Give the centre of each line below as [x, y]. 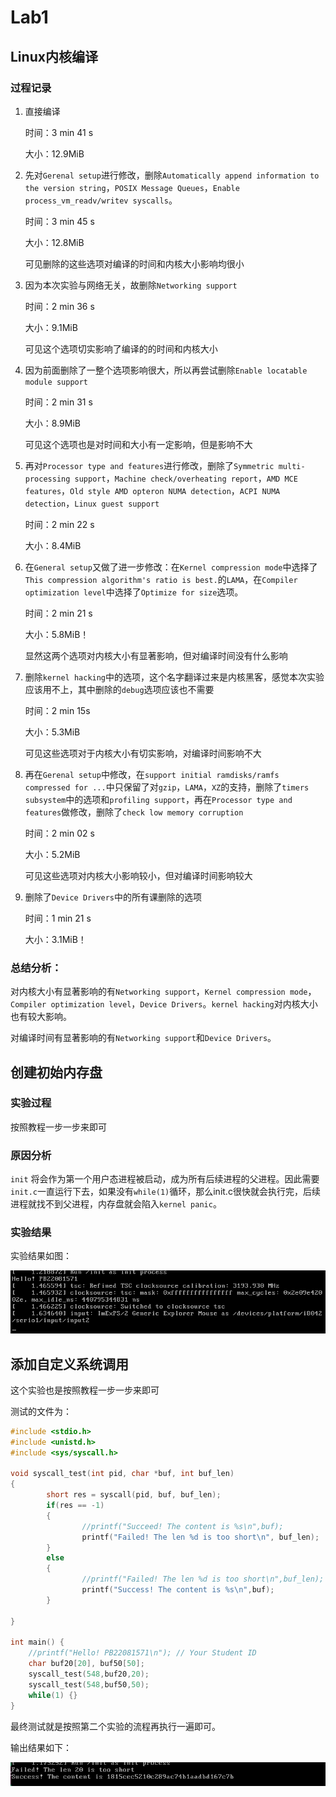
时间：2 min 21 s [58, 613]
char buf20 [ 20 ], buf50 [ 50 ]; [86, 1664]
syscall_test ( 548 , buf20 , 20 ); [89, 1674]
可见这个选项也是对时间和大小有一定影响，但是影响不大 [138, 444]
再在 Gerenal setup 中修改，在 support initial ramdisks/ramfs [152, 774]
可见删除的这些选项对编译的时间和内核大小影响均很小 [134, 263]
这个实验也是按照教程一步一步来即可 [85, 1390]
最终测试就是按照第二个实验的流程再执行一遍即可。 [115, 1726]
